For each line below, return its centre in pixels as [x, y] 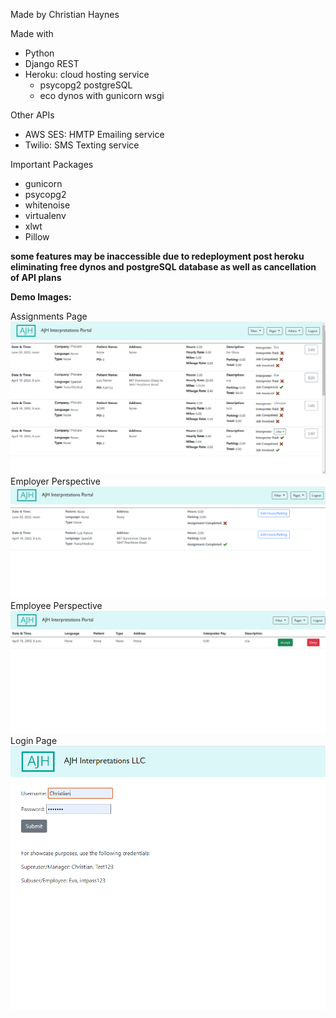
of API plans [36, 277]
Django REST [52, 63]
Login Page [34, 740]
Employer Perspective [55, 481]
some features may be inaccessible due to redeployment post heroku [157, 256]
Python [39, 53]
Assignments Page [49, 316]
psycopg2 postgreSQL [86, 85]
